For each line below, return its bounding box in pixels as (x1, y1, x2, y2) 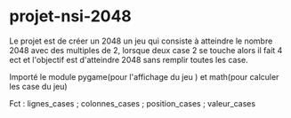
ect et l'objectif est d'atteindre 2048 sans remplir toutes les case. (9, 54, 249, 65)
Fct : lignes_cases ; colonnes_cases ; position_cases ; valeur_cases (9, 98, 256, 108)
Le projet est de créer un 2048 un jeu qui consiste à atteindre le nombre (9, 35, 273, 46)
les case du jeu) (9, 81, 69, 91)
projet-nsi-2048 (9, 6, 132, 27)
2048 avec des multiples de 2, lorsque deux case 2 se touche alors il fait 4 (9, 44, 283, 55)
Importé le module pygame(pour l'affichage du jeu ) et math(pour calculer (9, 71, 279, 82)
